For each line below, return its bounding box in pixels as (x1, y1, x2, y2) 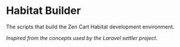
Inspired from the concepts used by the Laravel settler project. (6, 34, 158, 41)
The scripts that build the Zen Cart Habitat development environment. (6, 23, 175, 30)
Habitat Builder (6, 4, 81, 17)
